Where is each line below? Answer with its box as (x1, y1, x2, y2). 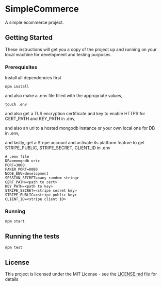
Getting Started (5, 34, 53, 42)
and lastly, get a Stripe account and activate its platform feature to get (5, 140, 145, 146)
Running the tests (5, 232, 60, 240)
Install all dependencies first (5, 75, 62, 81)
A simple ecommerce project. (5, 19, 64, 25)
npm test (5, 245, 23, 250)
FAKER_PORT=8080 (5, 167, 38, 172)
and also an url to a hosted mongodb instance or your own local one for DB (5, 125, 155, 131)
